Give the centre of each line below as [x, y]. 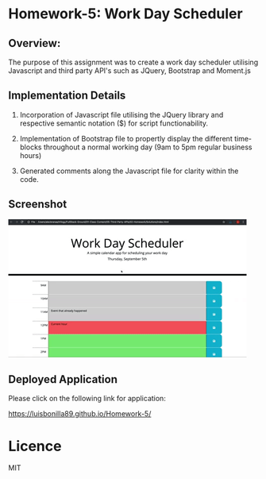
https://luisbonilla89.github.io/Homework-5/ [80, 414]
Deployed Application [63, 379]
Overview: [35, 43]
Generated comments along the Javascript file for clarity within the [129, 171]
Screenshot [38, 205]
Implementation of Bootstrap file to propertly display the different [126, 138]
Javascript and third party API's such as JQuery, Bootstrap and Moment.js [130, 71]
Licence [35, 446]
